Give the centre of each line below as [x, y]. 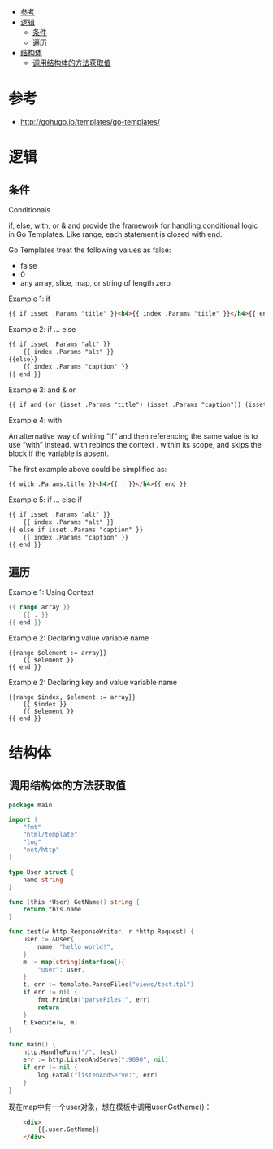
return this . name [52, 910]
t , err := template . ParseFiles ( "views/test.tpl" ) [109, 985]
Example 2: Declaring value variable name [79, 638]
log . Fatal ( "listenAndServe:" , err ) [98, 1075]
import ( [23, 819]
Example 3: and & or [42, 390]
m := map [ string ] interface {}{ [74, 962]
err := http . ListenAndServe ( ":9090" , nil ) [96, 1060]
